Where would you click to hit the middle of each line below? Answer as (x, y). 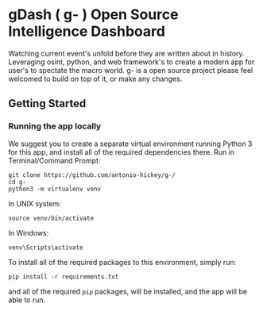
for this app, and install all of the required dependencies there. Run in (122, 152)
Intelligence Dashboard (87, 31)
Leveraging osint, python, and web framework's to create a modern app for (131, 62)
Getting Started (47, 104)
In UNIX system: (35, 203)
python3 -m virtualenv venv (55, 189)
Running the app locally (55, 126)
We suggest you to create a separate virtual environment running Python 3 (130, 144)
